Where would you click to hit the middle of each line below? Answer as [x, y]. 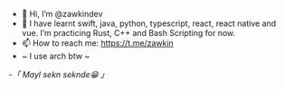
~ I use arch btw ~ [56, 56]
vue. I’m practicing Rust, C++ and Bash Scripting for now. [128, 33]
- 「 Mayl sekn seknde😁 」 [59, 75]
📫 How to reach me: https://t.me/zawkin [97, 43]
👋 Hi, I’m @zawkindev [62, 14]
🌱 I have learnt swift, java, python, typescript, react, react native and [149, 23]
